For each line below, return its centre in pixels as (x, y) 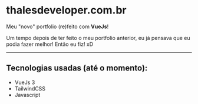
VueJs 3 (25, 82)
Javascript (27, 95)
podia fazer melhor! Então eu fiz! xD (50, 44)
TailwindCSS (30, 88)
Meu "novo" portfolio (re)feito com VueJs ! (57, 26)
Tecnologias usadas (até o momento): (77, 68)
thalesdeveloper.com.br (66, 10)
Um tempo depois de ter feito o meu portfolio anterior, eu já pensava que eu (98, 38)
